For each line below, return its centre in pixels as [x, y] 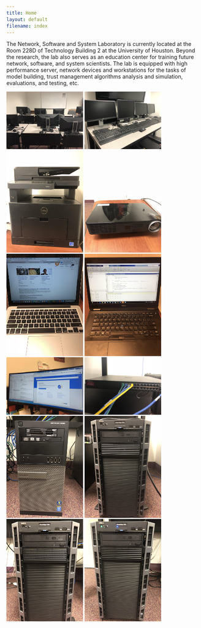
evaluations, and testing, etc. [43, 83]
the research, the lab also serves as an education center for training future [100, 57]
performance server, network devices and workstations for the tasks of [96, 70]
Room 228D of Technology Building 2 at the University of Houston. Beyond [101, 51]
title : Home [21, 13]
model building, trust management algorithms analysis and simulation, [95, 77]
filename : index [27, 26]
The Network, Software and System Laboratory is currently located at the [99, 44]
